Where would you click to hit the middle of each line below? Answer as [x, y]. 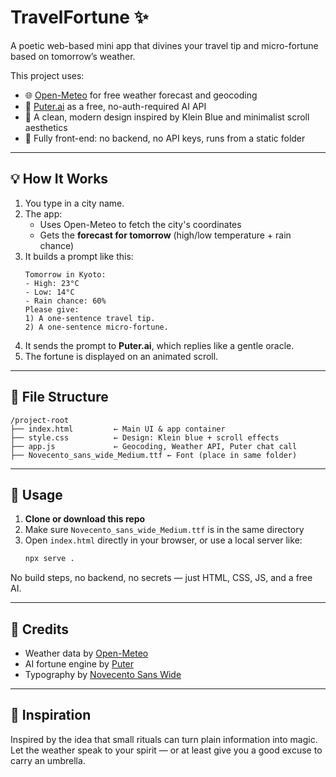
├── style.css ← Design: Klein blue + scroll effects [145, 437]
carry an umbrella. [48, 760]
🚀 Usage [36, 494]
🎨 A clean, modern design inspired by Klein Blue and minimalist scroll [167, 117]
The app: [43, 213]
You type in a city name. [74, 203]
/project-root [40, 420]
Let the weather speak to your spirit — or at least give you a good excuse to [166, 750]
